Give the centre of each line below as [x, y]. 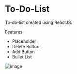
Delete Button [26, 46]
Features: [15, 32]
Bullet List [22, 56]
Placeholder [24, 41]
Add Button [23, 52]
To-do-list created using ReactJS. [39, 22]
